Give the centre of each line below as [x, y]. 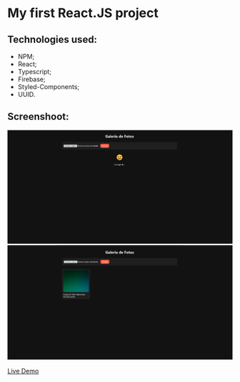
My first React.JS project [83, 13]
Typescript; [35, 72]
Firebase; [31, 79]
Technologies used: [52, 40]
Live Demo [23, 371]
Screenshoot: [38, 117]
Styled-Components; [49, 87]
